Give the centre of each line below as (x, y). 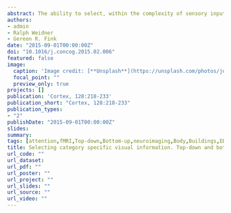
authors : (20, 20)
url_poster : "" (29, 173)
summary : (20, 135)
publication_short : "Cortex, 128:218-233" (69, 103)
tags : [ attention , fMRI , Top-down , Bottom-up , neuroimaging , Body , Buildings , (113, 142)
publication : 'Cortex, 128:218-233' (59, 97)
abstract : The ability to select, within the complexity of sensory (107, 13)
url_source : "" (29, 192)
